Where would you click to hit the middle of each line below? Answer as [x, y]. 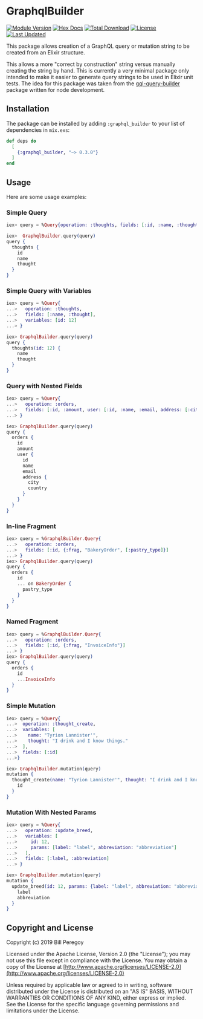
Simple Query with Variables [49, 291]
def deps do [21, 141]
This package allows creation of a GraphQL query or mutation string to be [98, 46]
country [37, 488]
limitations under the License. [43, 1011]
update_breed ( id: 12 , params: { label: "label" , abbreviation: [92, 886]
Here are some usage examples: [47, 197]
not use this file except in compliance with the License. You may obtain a [97, 960]
